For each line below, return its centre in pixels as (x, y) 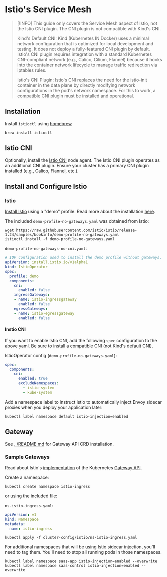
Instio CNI (16, 329)
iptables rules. (32, 70)
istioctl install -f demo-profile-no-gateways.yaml (60, 239)
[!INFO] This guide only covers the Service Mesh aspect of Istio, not (87, 23)
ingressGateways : (32, 295)
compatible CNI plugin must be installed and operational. (76, 96)
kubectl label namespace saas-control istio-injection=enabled (72, 566)
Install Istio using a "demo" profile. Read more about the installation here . (80, 212)
